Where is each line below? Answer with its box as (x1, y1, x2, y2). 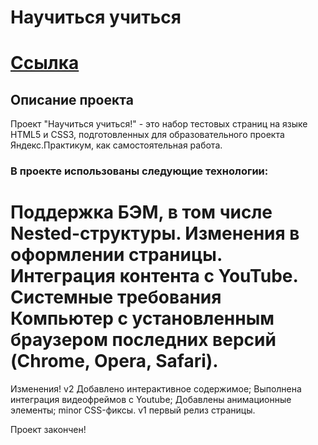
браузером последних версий (10, 329, 277, 351)
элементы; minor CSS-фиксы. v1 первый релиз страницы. (10, 404, 256, 416)
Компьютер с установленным (10, 307, 275, 330)
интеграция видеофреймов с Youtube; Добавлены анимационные (10, 394, 292, 406)
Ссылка (10, 52, 80, 75)
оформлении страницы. (10, 244, 223, 266)
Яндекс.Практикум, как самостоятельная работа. (10, 139, 223, 151)
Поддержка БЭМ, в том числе (10, 201, 273, 224)
